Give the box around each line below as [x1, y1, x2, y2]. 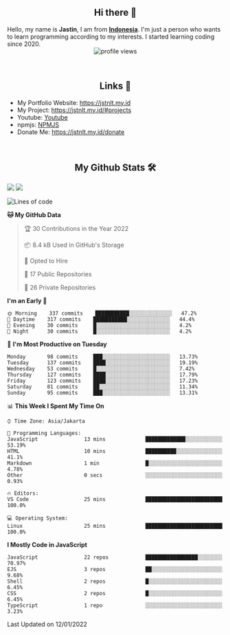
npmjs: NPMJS [16, 120, 60, 129]
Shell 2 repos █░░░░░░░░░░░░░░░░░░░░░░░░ [7, 578, 223, 585]
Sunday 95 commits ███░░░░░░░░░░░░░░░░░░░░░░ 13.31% [7, 390, 198, 397]
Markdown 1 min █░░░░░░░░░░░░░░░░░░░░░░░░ [7, 460, 223, 467]
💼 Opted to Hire [23, 257, 69, 265]
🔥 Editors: [7, 490, 39, 497]
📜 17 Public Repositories [23, 270, 92, 278]
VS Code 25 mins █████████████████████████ [7, 496, 223, 503]
